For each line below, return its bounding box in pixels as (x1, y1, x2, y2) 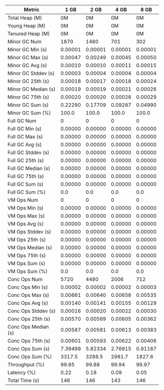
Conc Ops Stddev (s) (7, 308, 56, 314)
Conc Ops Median (7, 324, 49, 330)
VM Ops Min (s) (7, 205, 44, 211)
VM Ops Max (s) (7, 213, 45, 219)
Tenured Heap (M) (7, 30, 50, 37)
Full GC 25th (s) (7, 157, 44, 164)
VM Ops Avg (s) (7, 220, 44, 227)
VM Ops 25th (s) (7, 236, 46, 243)
